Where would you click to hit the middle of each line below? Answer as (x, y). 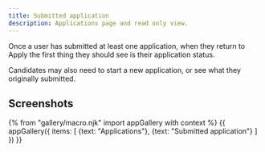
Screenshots (41, 104)
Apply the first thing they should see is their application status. (112, 54)
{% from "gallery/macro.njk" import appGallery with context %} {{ (117, 123)
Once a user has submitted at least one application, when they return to (127, 46)
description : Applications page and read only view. (98, 23)
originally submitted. (42, 78)
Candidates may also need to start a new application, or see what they (124, 70)
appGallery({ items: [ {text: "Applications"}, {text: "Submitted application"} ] (133, 131)
